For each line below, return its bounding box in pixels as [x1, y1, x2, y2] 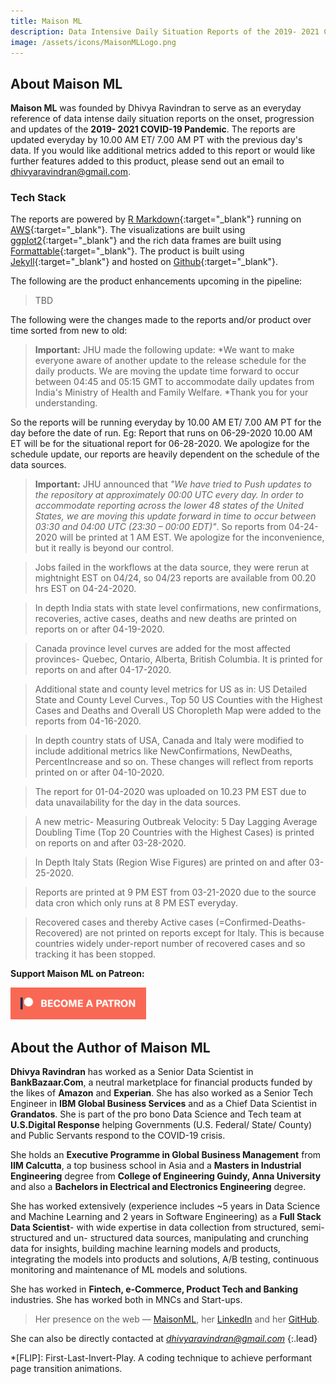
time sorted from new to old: [10, 325, 128, 337]
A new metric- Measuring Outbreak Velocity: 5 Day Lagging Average [34, 816, 318, 828]
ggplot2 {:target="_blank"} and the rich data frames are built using [10, 235, 282, 247]
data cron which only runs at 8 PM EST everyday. [34, 897, 238, 909]
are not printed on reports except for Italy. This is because [84, 927, 325, 939]
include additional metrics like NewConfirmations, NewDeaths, [34, 745, 293, 757]
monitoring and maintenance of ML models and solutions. [10, 1264, 248, 1276]
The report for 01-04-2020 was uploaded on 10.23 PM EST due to [34, 786, 307, 798]
